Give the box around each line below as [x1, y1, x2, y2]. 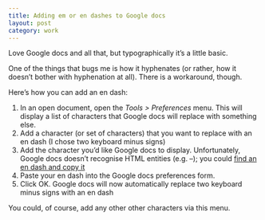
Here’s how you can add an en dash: [8, 88, 129, 97]
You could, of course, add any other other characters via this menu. [8, 203, 231, 213]
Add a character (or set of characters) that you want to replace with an [19, 128, 253, 138]
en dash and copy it [19, 163, 85, 172]
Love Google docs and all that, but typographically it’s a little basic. [8, 49, 228, 58]
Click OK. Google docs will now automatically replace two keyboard [19, 179, 243, 189]
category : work [8, 26, 59, 34]
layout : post [8, 19, 52, 27]
